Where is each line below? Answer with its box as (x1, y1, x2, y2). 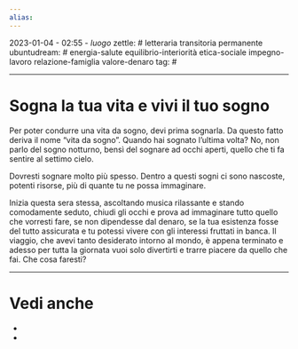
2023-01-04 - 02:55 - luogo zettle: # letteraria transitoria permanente (9, 37, 263, 48)
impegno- (247, 46, 285, 58)
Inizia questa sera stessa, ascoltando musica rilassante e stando (9, 197, 245, 208)
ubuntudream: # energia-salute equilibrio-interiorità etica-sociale (9, 46, 247, 58)
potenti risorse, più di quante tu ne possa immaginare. (9, 179, 207, 191)
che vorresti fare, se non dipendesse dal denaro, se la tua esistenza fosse (9, 216, 279, 226)
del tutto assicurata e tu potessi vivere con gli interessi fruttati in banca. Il (9, 226, 277, 236)
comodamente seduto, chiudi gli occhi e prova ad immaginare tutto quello (9, 206, 278, 218)
